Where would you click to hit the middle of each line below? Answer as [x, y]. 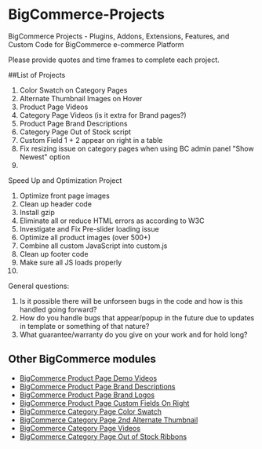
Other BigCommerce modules [82, 359]
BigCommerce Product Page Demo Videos [88, 378]
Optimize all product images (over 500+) [85, 237]
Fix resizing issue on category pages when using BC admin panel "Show [136, 148]
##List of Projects [37, 75]
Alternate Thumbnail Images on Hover [81, 98]
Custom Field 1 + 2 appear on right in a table [91, 140]
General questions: [38, 286]
